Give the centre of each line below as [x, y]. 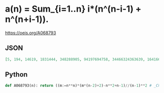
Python [16, 75]
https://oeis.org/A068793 [31, 33]
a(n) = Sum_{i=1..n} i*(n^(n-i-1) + [73, 9]
